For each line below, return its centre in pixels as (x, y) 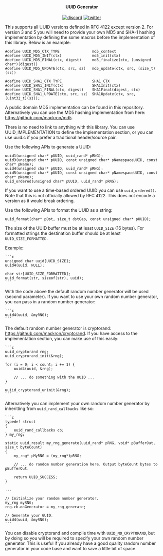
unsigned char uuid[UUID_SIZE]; (38, 261)
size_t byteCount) (24, 447)
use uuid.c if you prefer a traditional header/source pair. (61, 138)
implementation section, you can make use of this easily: (62, 339)
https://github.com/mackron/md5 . (39, 118)
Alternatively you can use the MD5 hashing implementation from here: (75, 112)
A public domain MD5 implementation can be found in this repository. (74, 108)
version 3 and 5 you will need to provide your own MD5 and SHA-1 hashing (80, 32)
